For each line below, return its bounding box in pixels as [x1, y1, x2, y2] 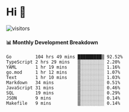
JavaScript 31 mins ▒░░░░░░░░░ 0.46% [6, 85, 120, 91]
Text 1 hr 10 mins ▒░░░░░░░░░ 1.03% [6, 75, 120, 81]
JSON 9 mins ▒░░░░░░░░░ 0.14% [6, 95, 120, 101]
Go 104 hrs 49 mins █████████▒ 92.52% [6, 54, 123, 60]
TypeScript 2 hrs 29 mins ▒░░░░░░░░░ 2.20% [6, 59, 120, 65]
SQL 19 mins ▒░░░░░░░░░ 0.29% [6, 90, 120, 96]
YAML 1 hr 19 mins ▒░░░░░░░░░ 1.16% [6, 64, 120, 70]
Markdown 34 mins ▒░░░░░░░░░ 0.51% [6, 80, 120, 86]
